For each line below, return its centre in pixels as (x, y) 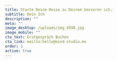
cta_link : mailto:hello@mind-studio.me (46, 42)
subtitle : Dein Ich (25, 14)
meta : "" (14, 23)
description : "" (22, 19)
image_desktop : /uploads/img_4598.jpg (45, 28)
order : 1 (14, 46)
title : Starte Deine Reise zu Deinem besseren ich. (59, 10)
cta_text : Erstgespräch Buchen (37, 37)
